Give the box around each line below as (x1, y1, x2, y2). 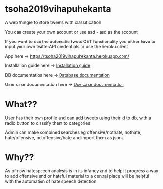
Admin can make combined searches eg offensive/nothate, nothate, (5, 129, 142, 135)
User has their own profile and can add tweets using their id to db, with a (5, 115, 151, 121)
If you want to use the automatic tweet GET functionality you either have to (5, 38, 156, 44)
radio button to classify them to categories (5, 120, 91, 126)
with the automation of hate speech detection (5, 178, 97, 184)
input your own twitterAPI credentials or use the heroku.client (5, 43, 128, 49)
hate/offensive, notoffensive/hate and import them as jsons (5, 134, 124, 140)
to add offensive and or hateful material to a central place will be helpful (5, 173, 150, 179)
